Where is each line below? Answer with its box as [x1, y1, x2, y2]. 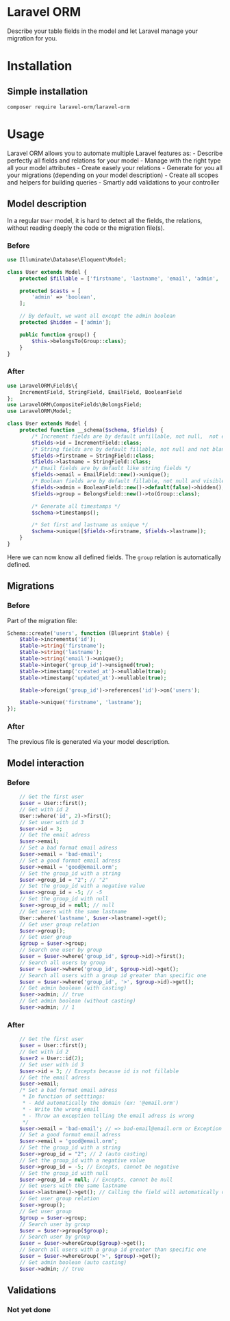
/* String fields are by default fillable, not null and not [31, 445, 210, 453]
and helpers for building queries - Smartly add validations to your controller [7, 178, 220, 186]
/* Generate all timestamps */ [31, 502, 121, 510]
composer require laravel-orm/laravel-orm [7, 104, 130, 110]
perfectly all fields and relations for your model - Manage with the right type [7, 156, 221, 165]
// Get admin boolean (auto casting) [19, 1259, 127, 1266]
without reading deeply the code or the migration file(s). [7, 224, 165, 232]
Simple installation [7, 85, 88, 97]
